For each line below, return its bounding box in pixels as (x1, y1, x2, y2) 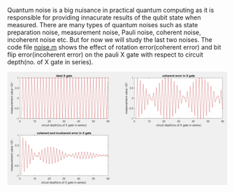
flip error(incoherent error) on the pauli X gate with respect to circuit (7, 50, 204, 59)
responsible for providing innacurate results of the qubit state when (7, 13, 201, 22)
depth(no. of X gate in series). (7, 58, 94, 66)
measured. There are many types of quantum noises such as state (7, 21, 198, 29)
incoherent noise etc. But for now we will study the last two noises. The (7, 36, 213, 44)
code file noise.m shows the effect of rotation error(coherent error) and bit (7, 43, 221, 51)
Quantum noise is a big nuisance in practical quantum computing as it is (7, 6, 214, 14)
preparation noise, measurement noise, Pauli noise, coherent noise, (7, 28, 201, 36)
